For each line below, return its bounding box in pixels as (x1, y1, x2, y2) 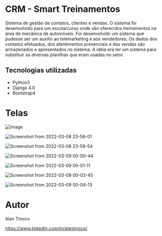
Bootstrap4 (12, 90, 36, 96)
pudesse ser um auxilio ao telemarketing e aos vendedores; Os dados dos (5, 36, 158, 42)
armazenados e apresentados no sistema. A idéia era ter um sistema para (5, 46, 157, 52)
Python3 (12, 79, 30, 85)
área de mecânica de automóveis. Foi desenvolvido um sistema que (5, 30, 145, 36)
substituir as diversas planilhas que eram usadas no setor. (5, 51, 125, 58)
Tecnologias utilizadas (5, 66, 77, 75)
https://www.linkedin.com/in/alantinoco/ (5, 225, 88, 231)
